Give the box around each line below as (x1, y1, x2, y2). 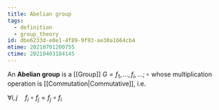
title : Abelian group (7, 10, 72, 18)
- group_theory (14, 30, 59, 38)
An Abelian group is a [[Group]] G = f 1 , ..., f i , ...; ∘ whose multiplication (7, 69, 213, 80)
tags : (7, 17, 24, 24)
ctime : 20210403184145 (7, 51, 75, 58)
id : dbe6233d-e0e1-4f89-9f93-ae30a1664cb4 (7, 37, 136, 44)
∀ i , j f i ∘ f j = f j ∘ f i (7, 93, 62, 104)
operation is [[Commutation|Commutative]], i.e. (7, 79, 146, 88)
